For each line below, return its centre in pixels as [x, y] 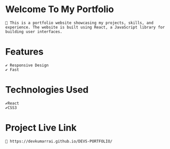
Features [24, 52]
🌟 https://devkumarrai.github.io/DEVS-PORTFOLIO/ [59, 141]
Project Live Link [41, 128]
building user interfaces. [34, 31]
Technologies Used [47, 90]
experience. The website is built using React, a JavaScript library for [85, 27]
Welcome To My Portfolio [60, 9]
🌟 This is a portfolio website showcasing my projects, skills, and [79, 23]
